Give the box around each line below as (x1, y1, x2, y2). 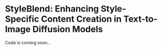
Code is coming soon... (5, 39, 51, 45)
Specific (5, 13, 40, 25)
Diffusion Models (32, 24, 103, 35)
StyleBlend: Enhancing (5, 3, 99, 14)
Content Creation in (41, 13, 122, 25)
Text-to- (123, 13, 158, 25)
